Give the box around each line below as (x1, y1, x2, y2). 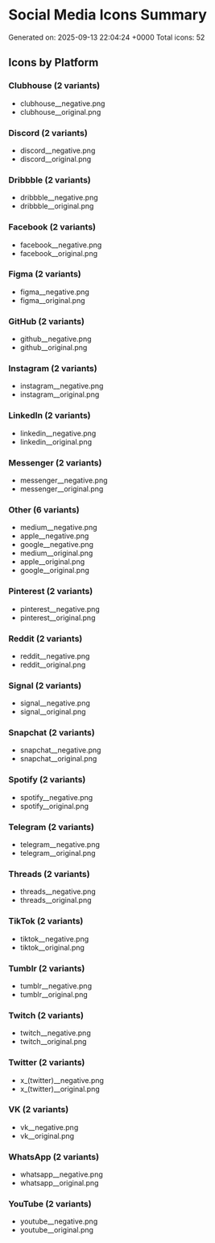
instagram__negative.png (19, 381, 104, 391)
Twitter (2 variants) (8, 1057, 85, 1068)
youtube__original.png (19, 1225, 94, 1235)
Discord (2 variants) (8, 127, 89, 138)
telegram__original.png (19, 849, 96, 858)
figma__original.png (19, 295, 86, 305)
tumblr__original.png (19, 989, 89, 999)
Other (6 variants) (8, 504, 80, 515)
